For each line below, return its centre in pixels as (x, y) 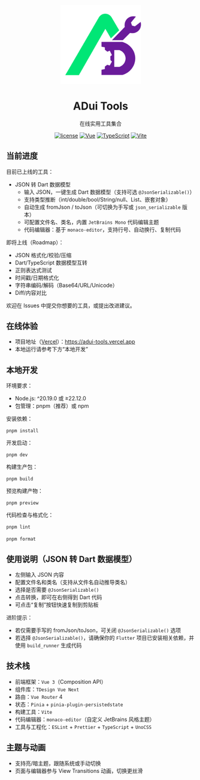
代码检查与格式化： (30, 515)
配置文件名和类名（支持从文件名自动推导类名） (72, 582)
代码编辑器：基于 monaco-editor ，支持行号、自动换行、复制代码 (102, 229)
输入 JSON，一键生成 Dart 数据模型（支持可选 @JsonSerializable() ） (109, 192)
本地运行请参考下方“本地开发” (51, 349)
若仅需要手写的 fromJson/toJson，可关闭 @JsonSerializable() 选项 (98, 630)
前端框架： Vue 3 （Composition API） (60, 681)
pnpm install (22, 431)
